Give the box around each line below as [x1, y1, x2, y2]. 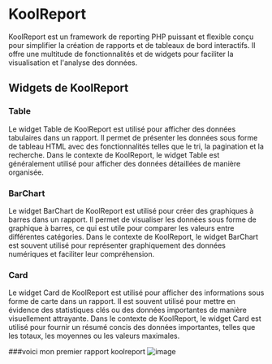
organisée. [8, 167, 45, 177]
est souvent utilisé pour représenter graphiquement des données [8, 240, 226, 250]
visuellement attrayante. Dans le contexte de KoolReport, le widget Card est [8, 314, 261, 323]
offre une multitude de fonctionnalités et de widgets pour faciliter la [8, 49, 234, 58]
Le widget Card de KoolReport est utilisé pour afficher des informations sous [8, 288, 265, 297]
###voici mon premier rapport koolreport [8, 347, 146, 357]
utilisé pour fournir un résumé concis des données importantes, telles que [8, 323, 256, 332]
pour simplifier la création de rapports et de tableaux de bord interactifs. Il [8, 40, 256, 50]
